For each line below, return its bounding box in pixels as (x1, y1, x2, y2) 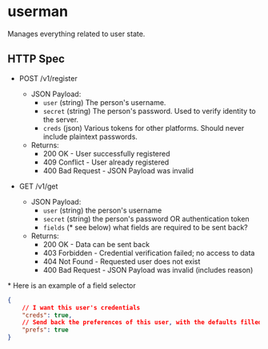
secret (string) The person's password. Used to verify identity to (42, 106, 257, 116)
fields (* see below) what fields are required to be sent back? (42, 222, 249, 232)
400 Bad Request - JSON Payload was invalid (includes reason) (42, 265, 254, 274)
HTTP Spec (7, 52, 66, 66)
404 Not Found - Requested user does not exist (42, 256, 201, 266)
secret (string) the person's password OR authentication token (42, 213, 250, 223)
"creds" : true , (22, 311, 73, 319)
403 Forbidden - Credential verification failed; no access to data (42, 248, 255, 258)
